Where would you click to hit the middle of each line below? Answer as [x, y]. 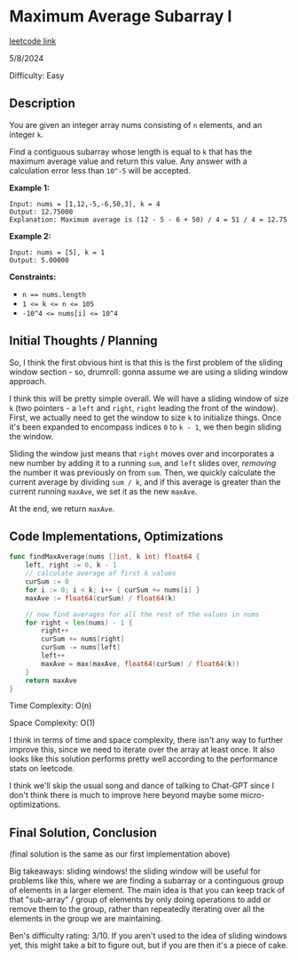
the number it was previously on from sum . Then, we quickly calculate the [142, 472]
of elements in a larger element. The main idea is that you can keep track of [147, 890]
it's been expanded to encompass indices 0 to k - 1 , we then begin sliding [145, 427]
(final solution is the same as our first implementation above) [120, 854]
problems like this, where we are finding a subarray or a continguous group [146, 881]
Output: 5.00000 [39, 260]
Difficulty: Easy [37, 75]
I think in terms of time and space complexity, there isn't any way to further [146, 740]
